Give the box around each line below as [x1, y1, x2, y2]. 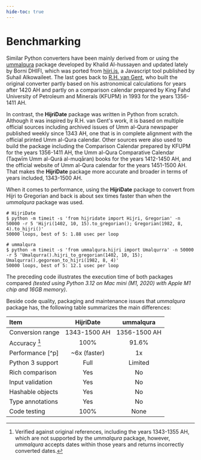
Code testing [9, 407, 45, 415]
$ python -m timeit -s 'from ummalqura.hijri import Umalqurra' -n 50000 [6, 247, 194, 253]
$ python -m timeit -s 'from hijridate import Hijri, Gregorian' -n [6, 215, 181, 222]
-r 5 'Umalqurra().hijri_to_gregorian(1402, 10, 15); [6, 252, 144, 258]
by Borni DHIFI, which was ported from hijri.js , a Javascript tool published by [6, 67, 195, 74]
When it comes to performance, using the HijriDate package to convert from [6, 186, 195, 193]
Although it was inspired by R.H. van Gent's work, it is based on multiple [6, 117, 184, 124]
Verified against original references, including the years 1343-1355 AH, [14, 428, 190, 435]
